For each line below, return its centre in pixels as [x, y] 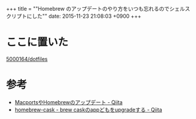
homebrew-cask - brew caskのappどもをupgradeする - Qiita [88, 110]
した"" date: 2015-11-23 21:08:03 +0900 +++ [86, 16]
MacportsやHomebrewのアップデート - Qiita [68, 102]
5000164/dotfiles [27, 59]
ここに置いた [37, 42]
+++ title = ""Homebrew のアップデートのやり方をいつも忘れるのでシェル [96, 9]
